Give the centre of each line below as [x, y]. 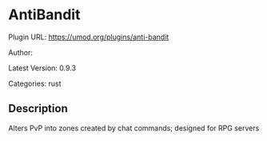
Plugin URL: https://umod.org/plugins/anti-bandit [89, 37]
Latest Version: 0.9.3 [42, 68]
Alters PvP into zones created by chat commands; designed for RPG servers [134, 128]
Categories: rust [35, 83]
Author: [21, 52]
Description [38, 109]
